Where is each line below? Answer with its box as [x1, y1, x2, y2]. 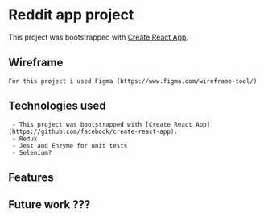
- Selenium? [11, 148, 52, 156]
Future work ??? [8, 198, 91, 211]
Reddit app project [8, 6, 134, 24]
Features [8, 170, 54, 184]
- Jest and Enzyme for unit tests [11, 141, 128, 150]
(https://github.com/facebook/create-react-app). [8, 127, 179, 136]
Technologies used [8, 99, 106, 113]
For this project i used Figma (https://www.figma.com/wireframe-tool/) [8, 77, 258, 86]
